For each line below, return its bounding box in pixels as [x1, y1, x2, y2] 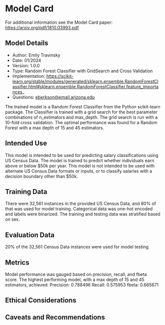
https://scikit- [46, 73, 74, 79]
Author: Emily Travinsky [12, 52, 61, 58]
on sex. [5, 216, 20, 223]
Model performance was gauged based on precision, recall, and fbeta [5, 272, 147, 277]
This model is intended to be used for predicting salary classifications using [5, 152, 159, 158]
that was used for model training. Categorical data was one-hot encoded [5, 206, 153, 212]
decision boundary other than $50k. [5, 173, 78, 179]
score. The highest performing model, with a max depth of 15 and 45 [5, 277, 144, 282]
